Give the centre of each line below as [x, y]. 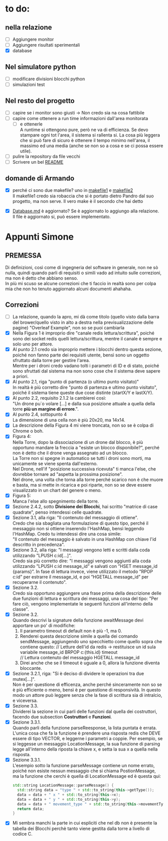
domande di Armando [40, 178]
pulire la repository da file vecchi [46, 157]
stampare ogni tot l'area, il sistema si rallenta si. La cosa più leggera [90, 135]
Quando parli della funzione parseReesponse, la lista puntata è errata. [85, 728]
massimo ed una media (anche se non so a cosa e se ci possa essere [92, 146]
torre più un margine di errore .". [45, 409]
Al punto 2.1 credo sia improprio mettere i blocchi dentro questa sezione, [87, 349]
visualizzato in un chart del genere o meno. [57, 490]
